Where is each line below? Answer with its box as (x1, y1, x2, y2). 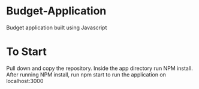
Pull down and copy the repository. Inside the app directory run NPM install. (6, 65, 193, 72)
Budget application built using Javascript (6, 24, 107, 31)
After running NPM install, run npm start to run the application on (6, 70, 167, 78)
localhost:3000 (6, 77, 44, 84)
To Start (6, 45, 47, 59)
